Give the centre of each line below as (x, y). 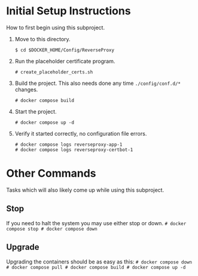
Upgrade (23, 247)
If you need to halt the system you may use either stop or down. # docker (96, 223)
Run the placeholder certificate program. (65, 61)
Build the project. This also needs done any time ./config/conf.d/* (98, 83)
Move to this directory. (42, 39)
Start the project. (36, 111)
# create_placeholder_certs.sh (54, 72)
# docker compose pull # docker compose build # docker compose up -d (96, 267)
